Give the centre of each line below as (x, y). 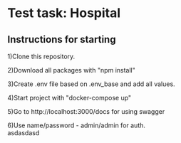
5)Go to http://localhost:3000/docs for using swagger (86, 111)
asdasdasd (24, 133)
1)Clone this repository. (41, 56)
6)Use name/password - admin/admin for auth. (77, 125)
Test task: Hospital (64, 13)
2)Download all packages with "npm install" (71, 70)
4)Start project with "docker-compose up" (69, 98)
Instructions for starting (62, 39)
